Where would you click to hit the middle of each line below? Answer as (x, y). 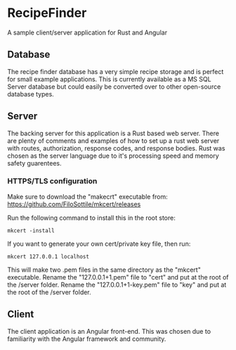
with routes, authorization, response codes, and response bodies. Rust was (116, 148)
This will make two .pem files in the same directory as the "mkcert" (104, 270)
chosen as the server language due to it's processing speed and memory (113, 156)
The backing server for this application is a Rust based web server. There (113, 133)
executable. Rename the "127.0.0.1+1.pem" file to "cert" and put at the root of (118, 277)
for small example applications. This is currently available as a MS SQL (110, 79)
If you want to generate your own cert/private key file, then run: (99, 244)
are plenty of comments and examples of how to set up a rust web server (113, 140)
